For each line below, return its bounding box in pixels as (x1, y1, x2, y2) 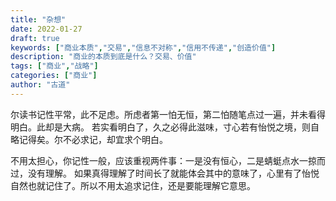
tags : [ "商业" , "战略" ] (10, 61, 99, 71)
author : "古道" (10, 80, 71, 90)
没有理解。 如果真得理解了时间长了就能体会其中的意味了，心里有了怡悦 (27, 167, 320, 179)
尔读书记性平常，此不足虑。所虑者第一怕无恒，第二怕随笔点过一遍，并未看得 (10, 108, 326, 120)
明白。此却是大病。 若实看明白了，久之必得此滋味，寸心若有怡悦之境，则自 (10, 121, 320, 133)
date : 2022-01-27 (10, 24, 83, 34)
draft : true (10, 33, 60, 43)
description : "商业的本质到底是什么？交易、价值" (10, 52, 197, 62)
